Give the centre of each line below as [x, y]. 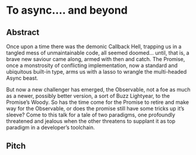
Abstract [23, 32]
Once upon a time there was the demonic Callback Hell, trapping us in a [94, 46]
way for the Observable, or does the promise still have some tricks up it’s [95, 108]
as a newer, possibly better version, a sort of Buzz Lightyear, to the [88, 96]
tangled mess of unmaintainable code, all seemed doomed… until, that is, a [98, 53]
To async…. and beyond [67, 10]
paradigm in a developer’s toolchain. [50, 127]
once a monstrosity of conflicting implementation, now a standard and [92, 65]
